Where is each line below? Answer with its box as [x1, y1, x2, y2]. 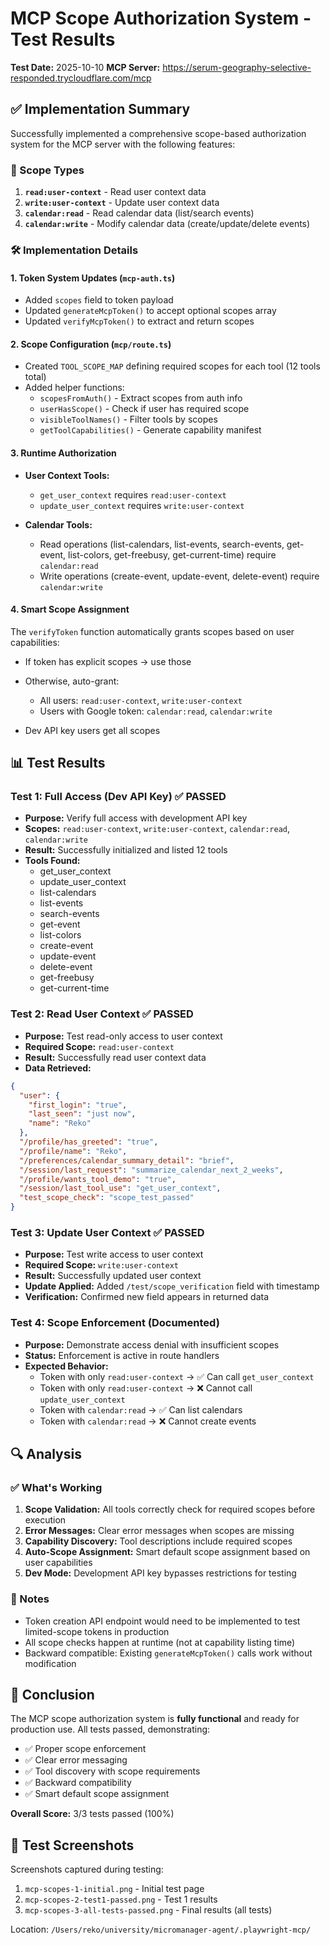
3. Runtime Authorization [10, 447, 117, 459]
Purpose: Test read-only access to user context [24, 1030, 223, 1042]
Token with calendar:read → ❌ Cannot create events [39, 1415, 257, 1427]
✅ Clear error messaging [24, 1754, 128, 1766]
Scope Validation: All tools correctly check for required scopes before [24, 1503, 316, 1516]
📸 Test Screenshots [10, 1837, 135, 1854]
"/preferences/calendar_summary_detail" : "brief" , [19, 1155, 235, 1166]
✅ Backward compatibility [24, 1777, 132, 1789]
